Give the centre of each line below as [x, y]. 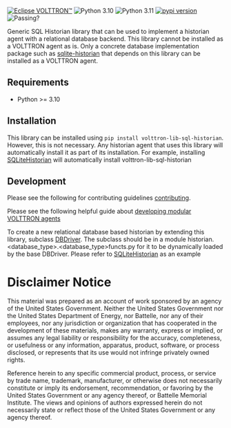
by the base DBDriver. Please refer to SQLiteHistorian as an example [104, 254]
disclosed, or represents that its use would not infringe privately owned [108, 353]
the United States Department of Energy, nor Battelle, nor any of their [105, 316]
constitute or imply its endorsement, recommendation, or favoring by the [110, 388]
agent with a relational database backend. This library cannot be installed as [115, 39]
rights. [16, 360]
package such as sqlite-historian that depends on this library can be [104, 53]
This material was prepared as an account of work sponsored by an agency [114, 301]
